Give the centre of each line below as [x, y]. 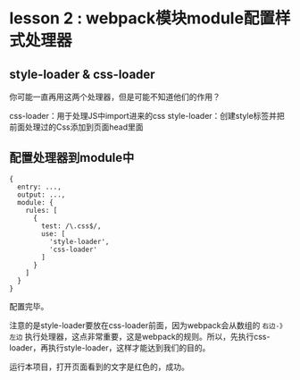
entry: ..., [40, 187]
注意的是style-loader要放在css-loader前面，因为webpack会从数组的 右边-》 [148, 325]
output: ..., [42, 194]
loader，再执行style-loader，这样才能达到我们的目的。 [110, 347]
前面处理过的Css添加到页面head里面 [77, 127]
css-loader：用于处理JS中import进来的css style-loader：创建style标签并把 [147, 116]
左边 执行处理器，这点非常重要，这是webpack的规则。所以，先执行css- [140, 336]
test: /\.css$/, [71, 226]
